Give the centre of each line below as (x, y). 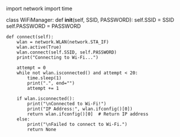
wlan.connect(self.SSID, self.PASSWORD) (67, 52)
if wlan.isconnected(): (46, 99)
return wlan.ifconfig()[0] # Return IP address (88, 114)
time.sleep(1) (44, 78)
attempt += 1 (43, 88)
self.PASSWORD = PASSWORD (44, 26)
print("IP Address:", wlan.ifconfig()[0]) (80, 109)
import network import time (39, 9)
